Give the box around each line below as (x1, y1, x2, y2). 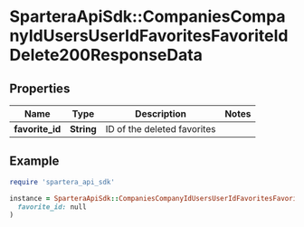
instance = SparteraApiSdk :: (9, 194, 119, 203)
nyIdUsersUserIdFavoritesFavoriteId (9, 25, 289, 46)
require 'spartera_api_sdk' (9, 177, 116, 186)
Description (135, 108, 187, 119)
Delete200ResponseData (9, 45, 204, 65)
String (69, 123, 97, 135)
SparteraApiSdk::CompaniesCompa (9, 6, 287, 27)
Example (9, 154, 60, 169)
